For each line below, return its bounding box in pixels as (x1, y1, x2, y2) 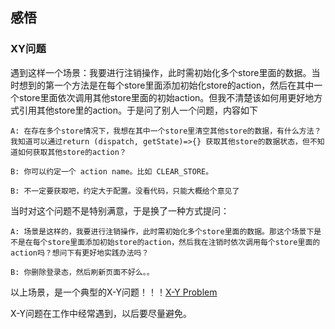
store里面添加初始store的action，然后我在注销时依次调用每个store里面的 (47, 237, 321, 247)
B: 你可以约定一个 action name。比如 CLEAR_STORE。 (10, 166, 214, 177)
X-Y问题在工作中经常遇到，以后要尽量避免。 (10, 307, 192, 319)
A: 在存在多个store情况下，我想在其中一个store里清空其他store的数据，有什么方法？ (10, 126, 322, 136)
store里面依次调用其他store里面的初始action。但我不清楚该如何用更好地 (18, 91, 315, 103)
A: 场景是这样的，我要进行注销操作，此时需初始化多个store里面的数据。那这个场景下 (10, 226, 315, 237)
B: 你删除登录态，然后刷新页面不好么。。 (10, 267, 155, 277)
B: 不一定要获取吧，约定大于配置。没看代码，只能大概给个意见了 (10, 186, 240, 196)
